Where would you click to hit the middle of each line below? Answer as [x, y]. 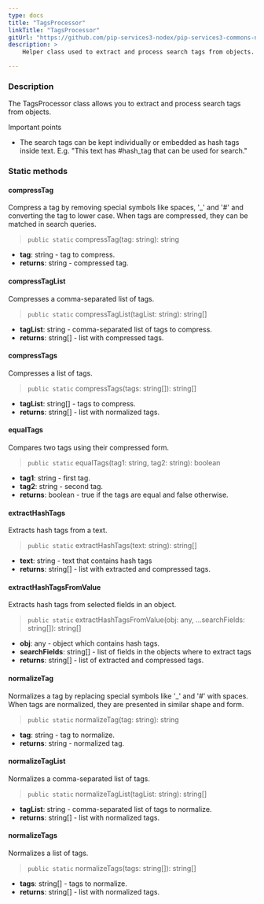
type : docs [26, 15]
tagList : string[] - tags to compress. [77, 403]
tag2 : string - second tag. [61, 487]
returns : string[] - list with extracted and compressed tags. [115, 569]
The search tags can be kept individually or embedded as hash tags [129, 143]
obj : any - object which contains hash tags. [89, 643]
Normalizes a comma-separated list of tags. [79, 778]
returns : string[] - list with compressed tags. [92, 337]
